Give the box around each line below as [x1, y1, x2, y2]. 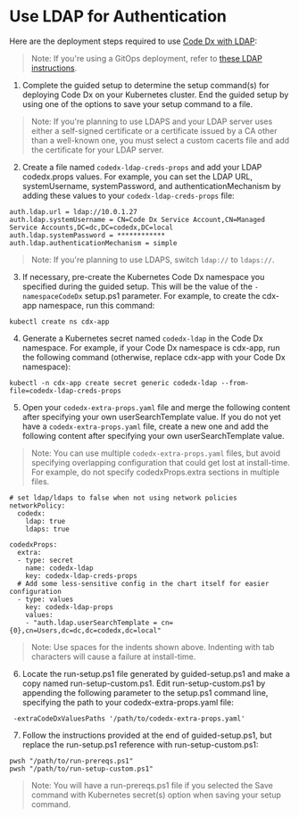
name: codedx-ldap [25, 564, 94, 573]
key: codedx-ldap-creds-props [25, 571, 138, 581]
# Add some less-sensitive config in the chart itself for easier [17, 579, 270, 588]
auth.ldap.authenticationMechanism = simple [9, 238, 178, 247]
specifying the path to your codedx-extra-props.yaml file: [21, 697, 234, 707]
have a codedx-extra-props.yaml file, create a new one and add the [21, 421, 270, 432]
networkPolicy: [9, 501, 66, 510]
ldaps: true [25, 524, 70, 533]
